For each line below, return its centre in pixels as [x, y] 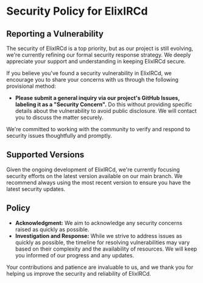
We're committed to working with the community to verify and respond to [98, 129]
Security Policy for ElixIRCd [77, 11]
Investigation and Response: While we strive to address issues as [98, 235]
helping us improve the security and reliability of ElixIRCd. [79, 273]
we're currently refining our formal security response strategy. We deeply [98, 55]
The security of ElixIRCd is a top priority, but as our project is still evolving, [100, 48]
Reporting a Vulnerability [55, 34]
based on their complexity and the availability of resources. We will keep [106, 249]
